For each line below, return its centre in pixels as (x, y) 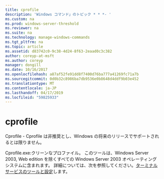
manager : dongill (23, 65)
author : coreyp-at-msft (30, 56)
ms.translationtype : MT (30, 83)
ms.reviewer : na (22, 28)
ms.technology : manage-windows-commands (48, 38)
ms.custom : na (20, 19)
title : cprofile (22, 10)
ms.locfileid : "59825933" (32, 97)
